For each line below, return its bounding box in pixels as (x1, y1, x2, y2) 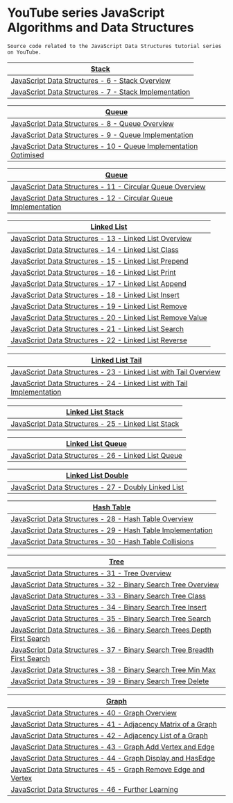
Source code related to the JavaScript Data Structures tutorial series (7, 42, 222, 49)
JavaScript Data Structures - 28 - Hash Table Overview (10, 514, 193, 523)
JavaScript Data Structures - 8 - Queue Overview (10, 118, 174, 128)
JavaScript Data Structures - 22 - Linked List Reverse (10, 335, 187, 345)
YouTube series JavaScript (7, 5, 165, 21)
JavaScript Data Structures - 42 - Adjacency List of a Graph (10, 731, 208, 740)
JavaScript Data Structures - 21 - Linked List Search (10, 324, 184, 333)
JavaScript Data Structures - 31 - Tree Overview (10, 569, 172, 578)
